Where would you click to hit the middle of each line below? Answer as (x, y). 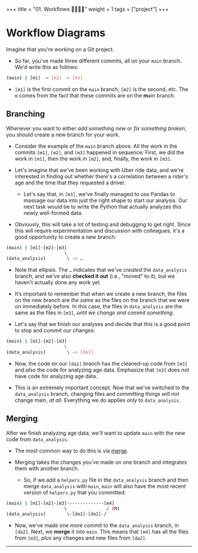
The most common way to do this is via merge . (71, 450)
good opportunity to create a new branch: (65, 237)
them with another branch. (47, 468)
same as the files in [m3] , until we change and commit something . (94, 313)
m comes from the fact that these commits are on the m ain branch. (95, 95)
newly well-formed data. (53, 213)
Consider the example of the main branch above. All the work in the (96, 146)
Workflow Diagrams (56, 33)
